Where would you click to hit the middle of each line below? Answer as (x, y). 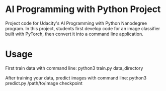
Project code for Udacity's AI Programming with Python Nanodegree (76, 23)
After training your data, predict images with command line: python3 (76, 78)
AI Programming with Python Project (83, 9)
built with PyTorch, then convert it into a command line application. (74, 34)
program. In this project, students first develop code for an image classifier (83, 28)
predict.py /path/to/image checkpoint (44, 83)
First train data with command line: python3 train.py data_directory (74, 68)
